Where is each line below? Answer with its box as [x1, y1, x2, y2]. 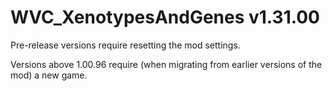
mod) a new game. [10, 69, 88, 81]
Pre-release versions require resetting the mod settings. [10, 39, 241, 51]
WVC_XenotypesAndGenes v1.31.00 [10, 6, 321, 29]
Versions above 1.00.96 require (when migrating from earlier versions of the [10, 58, 323, 70]
